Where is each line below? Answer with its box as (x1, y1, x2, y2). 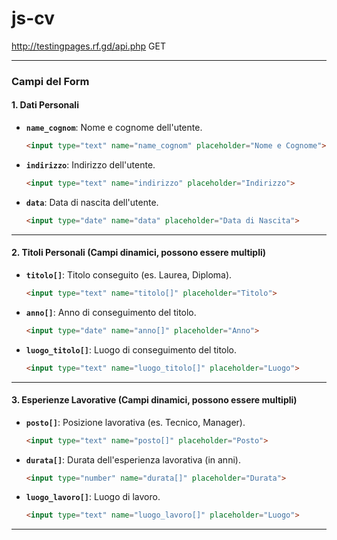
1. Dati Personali (11, 99, 79, 111)
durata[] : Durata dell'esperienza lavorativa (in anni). (25, 453, 241, 466)
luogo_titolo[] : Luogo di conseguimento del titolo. (25, 343, 238, 356)
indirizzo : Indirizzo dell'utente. (25, 158, 156, 171)
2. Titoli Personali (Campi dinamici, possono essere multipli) (11, 247, 267, 259)
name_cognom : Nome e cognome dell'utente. (25, 122, 203, 134)
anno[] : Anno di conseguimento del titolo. (25, 306, 197, 318)
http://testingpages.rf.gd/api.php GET (11, 40, 166, 52)
